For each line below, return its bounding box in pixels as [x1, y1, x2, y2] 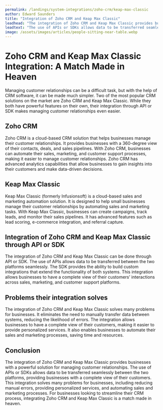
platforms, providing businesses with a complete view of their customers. [5, 375, 152, 380]
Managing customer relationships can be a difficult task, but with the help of [5, 87, 158, 93]
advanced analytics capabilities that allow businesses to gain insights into [5, 161, 152, 167]
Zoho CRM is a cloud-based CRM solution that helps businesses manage [5, 135, 151, 141]
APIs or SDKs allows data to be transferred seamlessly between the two [5, 370, 149, 375]
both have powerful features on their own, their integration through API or [5, 103, 152, 108]
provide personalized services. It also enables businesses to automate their [5, 327, 156, 333]
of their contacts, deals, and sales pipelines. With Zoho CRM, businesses [5, 145, 151, 151]
